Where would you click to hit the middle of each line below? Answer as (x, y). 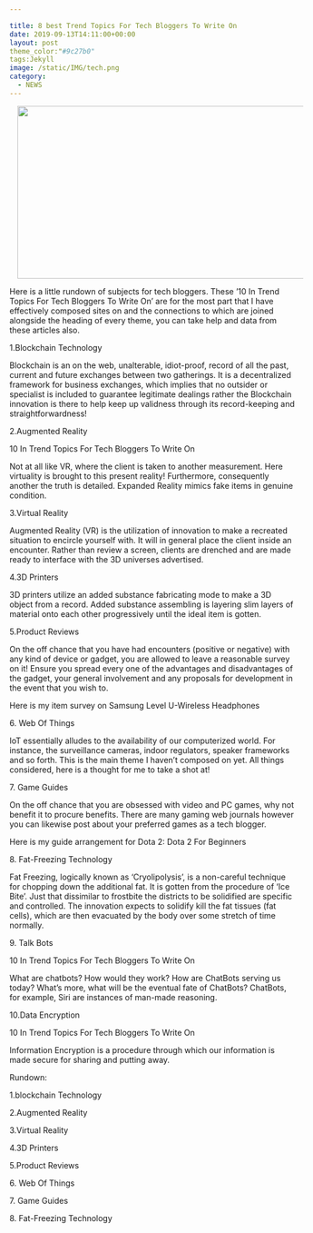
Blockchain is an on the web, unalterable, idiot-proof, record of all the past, (149, 365)
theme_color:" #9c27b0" (52, 51)
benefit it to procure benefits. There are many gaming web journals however (152, 814)
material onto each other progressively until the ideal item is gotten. (135, 613)
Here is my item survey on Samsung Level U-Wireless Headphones (135, 705)
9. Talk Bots (31, 942)
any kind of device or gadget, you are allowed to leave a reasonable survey (150, 659)
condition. (28, 495)
